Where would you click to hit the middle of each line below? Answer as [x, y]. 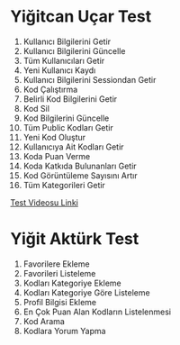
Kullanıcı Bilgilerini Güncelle [74, 50]
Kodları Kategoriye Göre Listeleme [87, 292]
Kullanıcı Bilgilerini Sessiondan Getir [90, 79]
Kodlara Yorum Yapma [64, 331]
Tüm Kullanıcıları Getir [64, 60]
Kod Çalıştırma [50, 89]
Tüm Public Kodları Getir [68, 127]
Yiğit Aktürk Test [75, 239]
